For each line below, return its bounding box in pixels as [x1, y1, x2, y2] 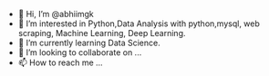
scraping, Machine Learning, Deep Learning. [17, 28, 186, 38]
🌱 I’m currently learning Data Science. [17, 37, 161, 48]
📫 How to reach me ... [17, 57, 103, 68]
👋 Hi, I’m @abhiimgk [17, 9, 94, 19]
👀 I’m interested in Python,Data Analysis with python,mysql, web [17, 18, 260, 29]
